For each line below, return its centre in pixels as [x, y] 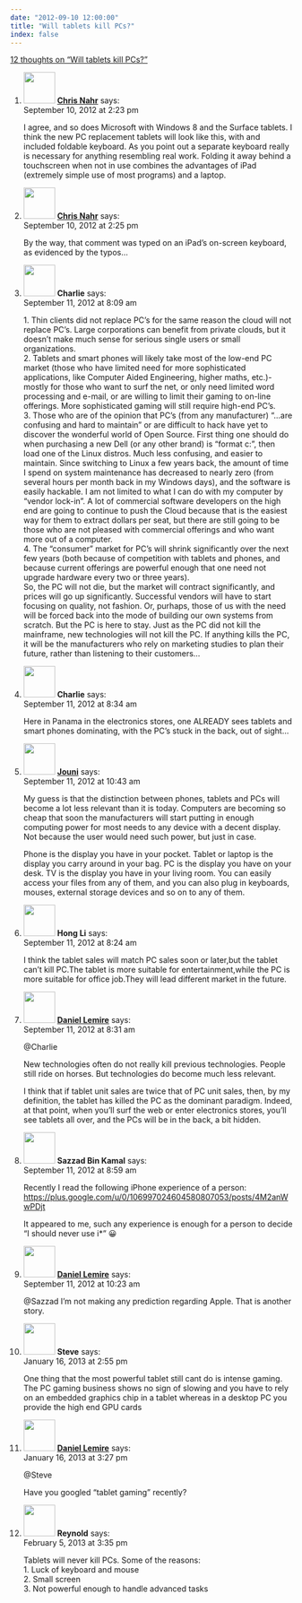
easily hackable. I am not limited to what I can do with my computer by [153, 492]
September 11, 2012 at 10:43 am [82, 782]
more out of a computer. [68, 540]
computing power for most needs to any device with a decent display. [152, 827]
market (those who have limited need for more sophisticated [134, 368]
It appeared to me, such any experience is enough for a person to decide [158, 1224]
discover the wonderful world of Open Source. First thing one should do [156, 435]
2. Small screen [52, 1580]
